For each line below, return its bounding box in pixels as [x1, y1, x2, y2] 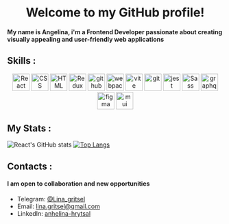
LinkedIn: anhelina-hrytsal [16, 210, 91, 217]
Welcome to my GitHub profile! [25, 5, 205, 21]
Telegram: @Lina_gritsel [16, 195, 86, 203]
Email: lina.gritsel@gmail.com [16, 202, 101, 210]
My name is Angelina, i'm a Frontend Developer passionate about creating [7, 27, 223, 36]
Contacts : [7, 160, 53, 172]
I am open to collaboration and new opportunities [7, 179, 150, 188]
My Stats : [7, 122, 51, 134]
